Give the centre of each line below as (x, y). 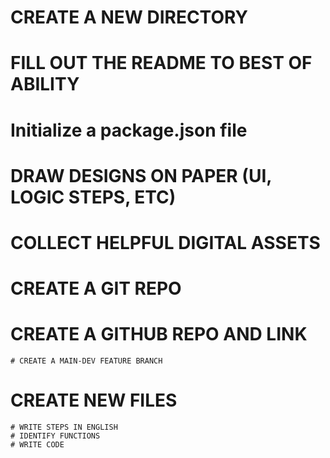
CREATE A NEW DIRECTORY (129, 17)
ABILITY (45, 84)
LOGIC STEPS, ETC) (93, 197)
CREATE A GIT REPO (96, 288)
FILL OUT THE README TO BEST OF (161, 63)
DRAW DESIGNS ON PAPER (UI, (141, 175)
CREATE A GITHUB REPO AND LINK (159, 334)
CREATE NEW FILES (94, 400)
